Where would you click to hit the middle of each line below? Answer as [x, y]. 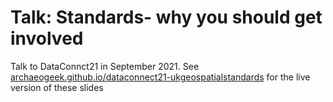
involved [47, 38]
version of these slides [57, 87]
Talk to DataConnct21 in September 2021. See [105, 66]
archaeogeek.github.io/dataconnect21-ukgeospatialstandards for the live [160, 77]
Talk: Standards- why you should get [166, 17]
